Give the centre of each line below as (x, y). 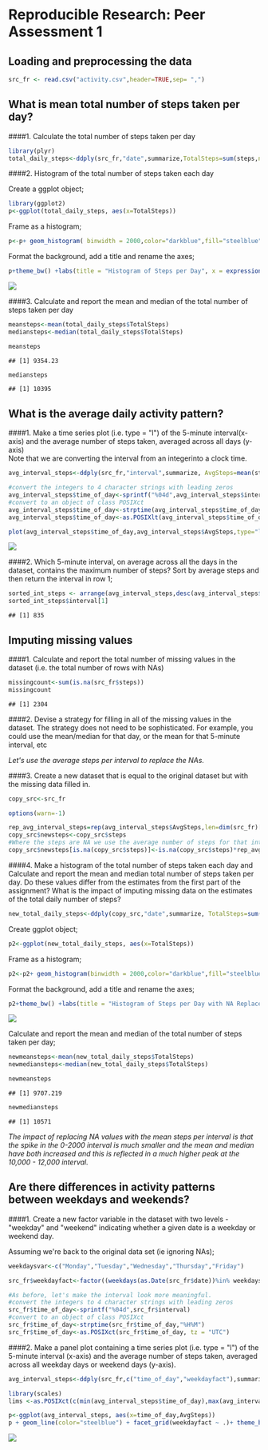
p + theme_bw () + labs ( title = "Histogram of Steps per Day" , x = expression (135, 271)
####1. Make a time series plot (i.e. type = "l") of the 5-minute (110, 433)
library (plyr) (32, 151)
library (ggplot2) (37, 204)
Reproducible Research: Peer (107, 15)
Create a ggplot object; (46, 189)
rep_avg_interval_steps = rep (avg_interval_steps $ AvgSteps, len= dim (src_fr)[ (135, 828)
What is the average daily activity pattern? (116, 413)
